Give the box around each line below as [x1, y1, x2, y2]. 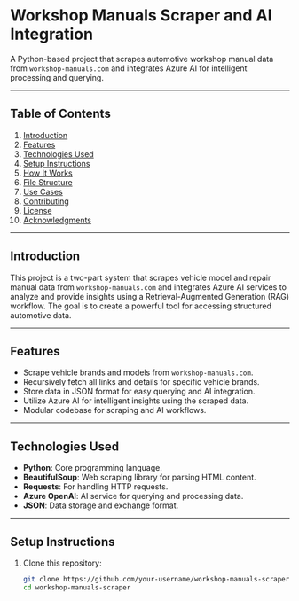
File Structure [22, 176, 74, 187]
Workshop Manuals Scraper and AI [10, 5, 273, 26]
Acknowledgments [22, 215, 92, 225]
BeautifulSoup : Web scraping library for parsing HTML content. [22, 472, 256, 483]
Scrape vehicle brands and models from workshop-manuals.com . [22, 367, 254, 378]
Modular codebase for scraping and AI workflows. [22, 405, 207, 416]
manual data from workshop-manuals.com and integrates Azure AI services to [10, 281, 287, 293]
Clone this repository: [22, 558, 102, 568]
